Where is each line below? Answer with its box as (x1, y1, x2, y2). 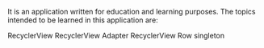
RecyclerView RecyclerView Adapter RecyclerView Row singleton (7, 31, 225, 40)
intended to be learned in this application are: (7, 15, 158, 25)
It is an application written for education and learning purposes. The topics (7, 7, 256, 16)
